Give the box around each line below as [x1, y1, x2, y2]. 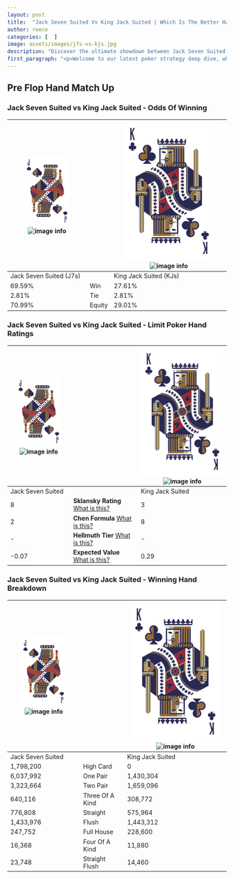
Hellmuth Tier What [72, 531, 131, 539]
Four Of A [83, 837, 111, 846]
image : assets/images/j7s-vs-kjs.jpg [7, 40, 117, 48]
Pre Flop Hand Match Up [7, 82, 115, 94]
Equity [89, 301, 108, 310]
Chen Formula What [72, 513, 132, 523]
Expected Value [72, 548, 120, 557]
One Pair [83, 772, 108, 781]
